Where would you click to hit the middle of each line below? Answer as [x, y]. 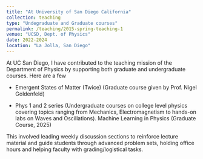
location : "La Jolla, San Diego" [48, 46]
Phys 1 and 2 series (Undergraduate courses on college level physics [101, 105]
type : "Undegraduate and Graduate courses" [62, 23]
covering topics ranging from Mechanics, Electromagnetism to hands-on [106, 112]
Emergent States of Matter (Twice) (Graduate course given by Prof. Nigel [106, 87]
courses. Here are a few [36, 76]
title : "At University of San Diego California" [69, 12]
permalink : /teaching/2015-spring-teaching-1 [65, 29]
